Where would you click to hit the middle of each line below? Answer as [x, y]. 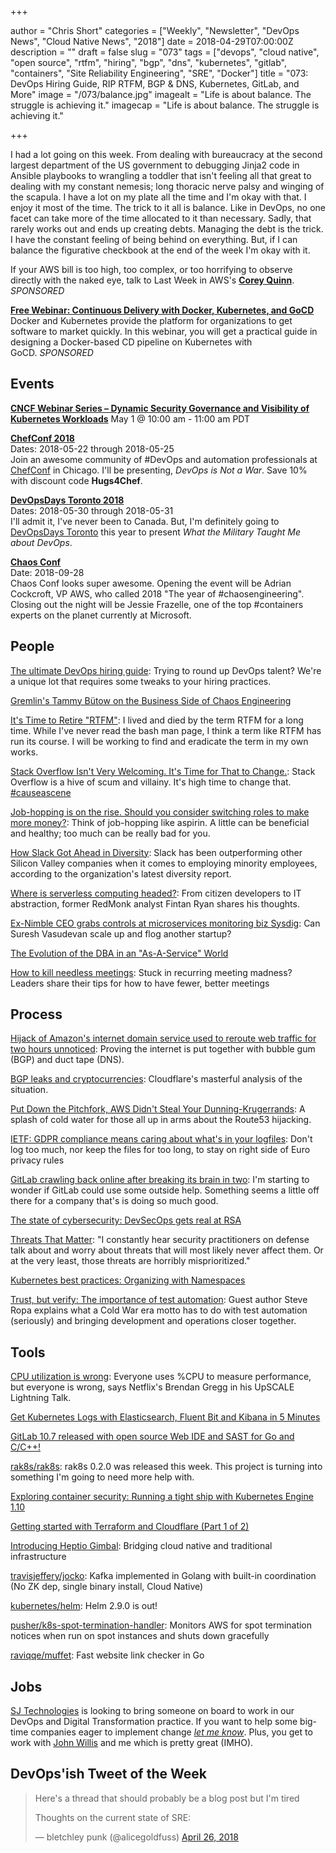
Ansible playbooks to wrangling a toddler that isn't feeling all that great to [161, 175]
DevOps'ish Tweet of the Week [108, 1774]
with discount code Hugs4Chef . [76, 480]
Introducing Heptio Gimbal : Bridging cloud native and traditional [141, 1546]
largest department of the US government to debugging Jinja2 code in [155, 165]
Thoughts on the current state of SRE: [113, 1817]
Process [36, 1014]
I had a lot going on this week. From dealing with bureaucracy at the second [166, 154]
